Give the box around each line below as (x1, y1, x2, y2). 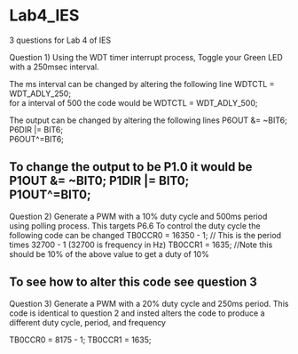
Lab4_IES (9, 5, 80, 26)
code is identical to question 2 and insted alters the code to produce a (9, 308, 265, 318)
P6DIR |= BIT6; (9, 124, 64, 134)
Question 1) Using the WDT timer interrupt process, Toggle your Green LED (9, 52, 284, 62)
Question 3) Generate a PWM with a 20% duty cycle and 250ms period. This (9, 298, 289, 309)
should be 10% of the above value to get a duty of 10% (9, 248, 210, 259)
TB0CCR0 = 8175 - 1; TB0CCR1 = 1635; (9, 334, 152, 345)
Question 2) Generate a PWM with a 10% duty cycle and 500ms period (9, 211, 268, 221)
